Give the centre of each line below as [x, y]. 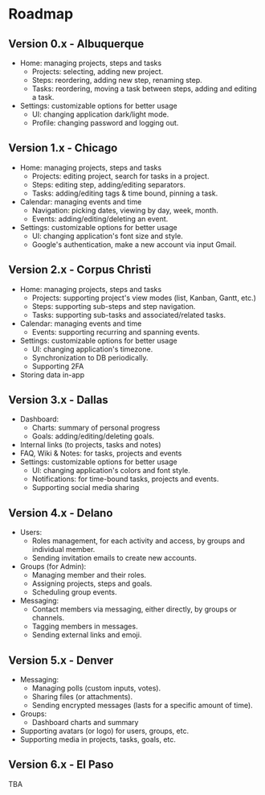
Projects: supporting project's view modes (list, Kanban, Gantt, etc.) [144, 298]
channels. [48, 618]
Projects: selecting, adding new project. [98, 72]
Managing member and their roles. [89, 575]
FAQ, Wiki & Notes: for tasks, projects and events [101, 453]
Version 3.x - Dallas [58, 400]
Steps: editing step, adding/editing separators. [109, 184]
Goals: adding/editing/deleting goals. [93, 436]
